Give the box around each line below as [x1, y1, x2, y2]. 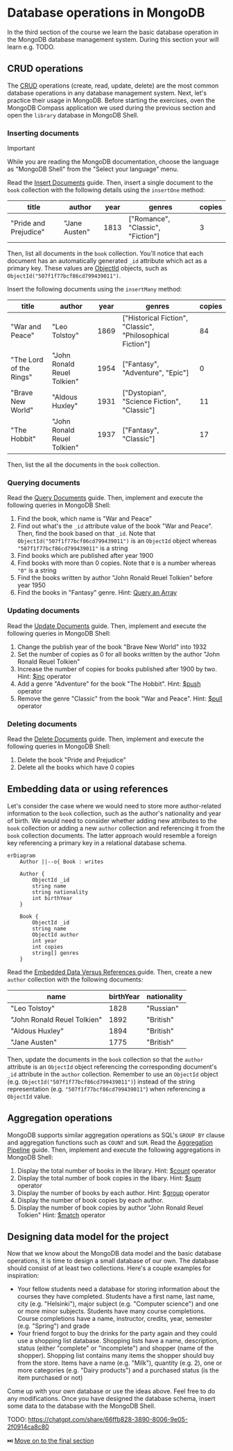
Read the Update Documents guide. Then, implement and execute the [7, 621, 207, 630]
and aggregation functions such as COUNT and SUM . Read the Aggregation [7, 1138, 214, 1146]
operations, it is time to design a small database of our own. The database [7, 1257, 219, 1265]
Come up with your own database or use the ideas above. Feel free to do [7, 1387, 216, 1395]
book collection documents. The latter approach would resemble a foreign [7, 831, 217, 840]
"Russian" [146, 1003, 179, 1013]
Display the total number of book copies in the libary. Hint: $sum [17, 1173, 201, 1182]
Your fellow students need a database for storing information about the [17, 1285, 221, 1293]
